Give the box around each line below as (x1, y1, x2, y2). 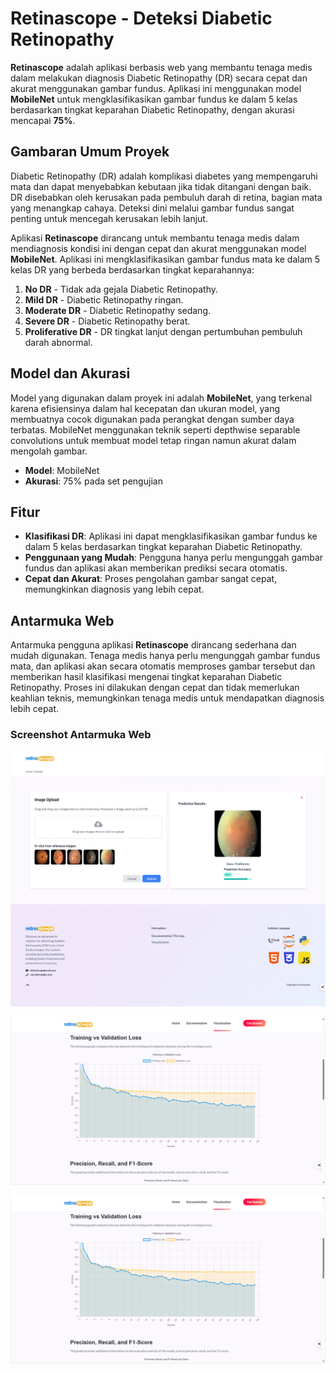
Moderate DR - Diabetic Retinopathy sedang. (24, 304, 212, 316)
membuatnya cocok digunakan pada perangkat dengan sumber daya (10, 413, 295, 425)
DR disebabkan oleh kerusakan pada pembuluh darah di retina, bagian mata (10, 191, 323, 203)
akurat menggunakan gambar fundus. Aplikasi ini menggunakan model (10, 82, 302, 94)
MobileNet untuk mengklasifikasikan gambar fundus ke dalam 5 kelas (10, 93, 298, 105)
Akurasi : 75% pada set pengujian (24, 475, 163, 487)
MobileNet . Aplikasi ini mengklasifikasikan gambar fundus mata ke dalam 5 (10, 253, 321, 265)
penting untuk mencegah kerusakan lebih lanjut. (10, 212, 208, 224)
